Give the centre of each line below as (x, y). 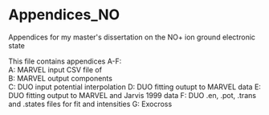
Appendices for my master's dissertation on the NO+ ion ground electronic (132, 37)
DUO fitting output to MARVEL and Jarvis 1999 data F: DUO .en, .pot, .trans (132, 95)
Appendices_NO (64, 15)
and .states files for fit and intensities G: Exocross (90, 104)
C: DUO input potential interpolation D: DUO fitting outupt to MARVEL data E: (134, 87)
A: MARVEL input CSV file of (55, 69)
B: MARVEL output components (60, 78)
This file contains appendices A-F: (65, 61)
